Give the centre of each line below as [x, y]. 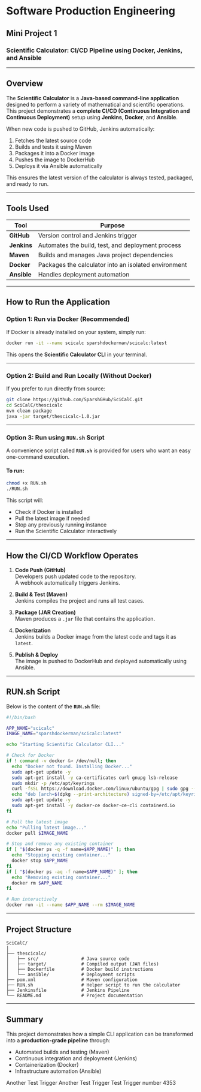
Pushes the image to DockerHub [55, 160]
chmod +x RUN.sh [26, 483]
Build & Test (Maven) [41, 594]
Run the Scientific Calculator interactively [66, 531]
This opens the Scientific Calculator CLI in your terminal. [77, 354]
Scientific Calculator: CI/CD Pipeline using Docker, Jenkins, [94, 50]
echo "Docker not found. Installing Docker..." [72, 766]
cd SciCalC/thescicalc [34, 405]
